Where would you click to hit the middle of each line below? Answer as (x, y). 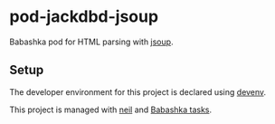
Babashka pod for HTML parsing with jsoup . (91, 42)
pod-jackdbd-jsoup (84, 17)
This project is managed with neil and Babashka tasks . (111, 110)
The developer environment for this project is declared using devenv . (138, 91)
